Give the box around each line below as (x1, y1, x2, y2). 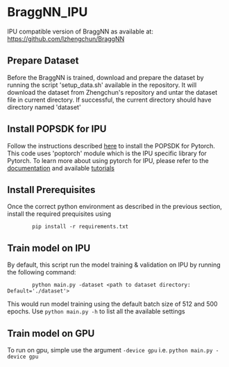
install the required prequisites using (7, 210, 112, 218)
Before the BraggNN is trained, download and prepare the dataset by (7, 73, 204, 81)
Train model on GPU (7, 327, 95, 339)
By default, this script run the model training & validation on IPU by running (7, 260, 221, 269)
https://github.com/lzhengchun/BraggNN (7, 34, 125, 42)
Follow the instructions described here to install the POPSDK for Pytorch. (7, 141, 215, 150)
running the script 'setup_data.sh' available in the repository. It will (7, 81, 197, 89)
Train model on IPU (7, 242, 91, 254)
